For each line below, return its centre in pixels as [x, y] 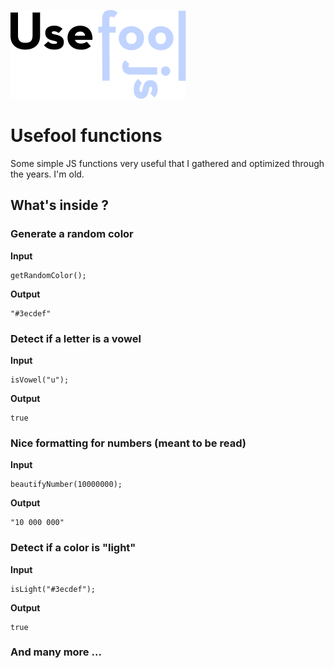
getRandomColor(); [48, 275]
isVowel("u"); [40, 380]
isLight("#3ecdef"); [53, 589]
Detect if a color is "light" [73, 548]
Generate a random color [72, 234]
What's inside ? [60, 205]
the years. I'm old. [47, 174]
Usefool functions [86, 136]
